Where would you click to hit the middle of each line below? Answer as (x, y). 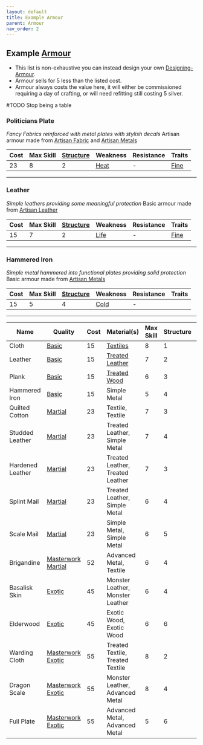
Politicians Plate (30, 120)
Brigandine (25, 562)
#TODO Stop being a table (39, 105)
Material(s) (123, 331)
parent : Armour (25, 23)
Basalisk (21, 587)
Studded (21, 432)
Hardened (24, 465)
